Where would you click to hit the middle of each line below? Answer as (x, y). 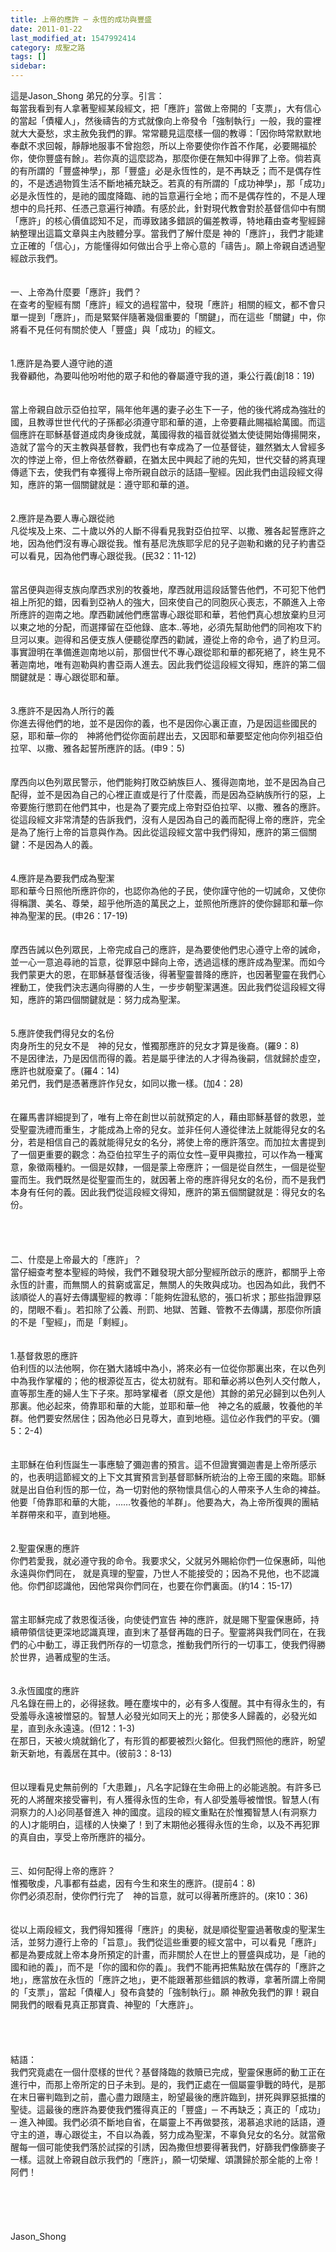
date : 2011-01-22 (46, 29)
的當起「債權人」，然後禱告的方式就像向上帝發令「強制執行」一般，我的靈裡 (166, 120)
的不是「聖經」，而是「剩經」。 (71, 1322)
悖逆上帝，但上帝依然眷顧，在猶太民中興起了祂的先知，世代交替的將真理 (176, 459)
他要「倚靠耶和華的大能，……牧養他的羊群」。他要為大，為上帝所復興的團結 (165, 1502)
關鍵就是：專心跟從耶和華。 (67, 677)
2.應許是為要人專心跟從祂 (62, 518)
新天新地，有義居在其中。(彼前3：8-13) (91, 1753)
